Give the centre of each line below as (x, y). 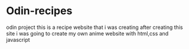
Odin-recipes (39, 11)
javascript (18, 40)
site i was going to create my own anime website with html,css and (87, 33)
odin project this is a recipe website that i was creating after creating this (94, 27)
